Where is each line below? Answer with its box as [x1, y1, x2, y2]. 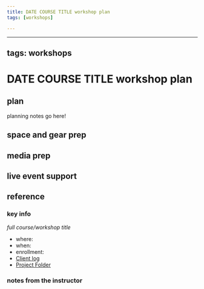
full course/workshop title [7, 224, 71, 231]
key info [7, 210, 31, 218]
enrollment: [15, 248, 44, 255]
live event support [7, 171, 77, 182]
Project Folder [15, 261, 51, 268]
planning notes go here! [7, 112, 66, 119]
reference [7, 191, 45, 202]
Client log [15, 254, 40, 262]
